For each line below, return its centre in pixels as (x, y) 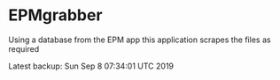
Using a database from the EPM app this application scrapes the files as (140, 40)
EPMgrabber (55, 15)
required (24, 48)
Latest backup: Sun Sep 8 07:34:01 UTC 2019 (91, 66)
